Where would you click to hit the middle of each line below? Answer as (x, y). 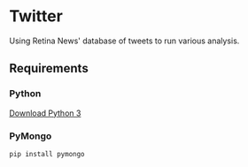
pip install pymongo (47, 154)
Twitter (36, 16)
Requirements (49, 68)
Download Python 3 (45, 113)
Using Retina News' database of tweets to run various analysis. (124, 41)
